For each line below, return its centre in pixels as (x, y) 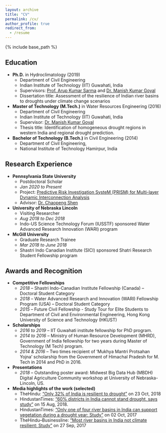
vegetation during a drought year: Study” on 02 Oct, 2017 (78, 415)
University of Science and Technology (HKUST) (68, 320)
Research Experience (39, 164)
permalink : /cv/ (22, 19)
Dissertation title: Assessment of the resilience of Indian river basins (89, 95)
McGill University (30, 234)
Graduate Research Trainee (48, 240)
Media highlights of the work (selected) (54, 389)
